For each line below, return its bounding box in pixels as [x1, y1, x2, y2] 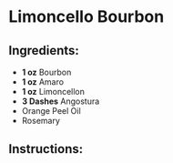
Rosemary [21, 116, 61, 126]
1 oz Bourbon [21, 66, 72, 77]
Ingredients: [8, 43, 79, 58]
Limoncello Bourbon [8, 6, 165, 27]
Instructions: [8, 141, 84, 157]
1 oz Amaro [21, 76, 65, 87]
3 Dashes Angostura [21, 96, 100, 107]
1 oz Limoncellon [21, 87, 86, 97]
